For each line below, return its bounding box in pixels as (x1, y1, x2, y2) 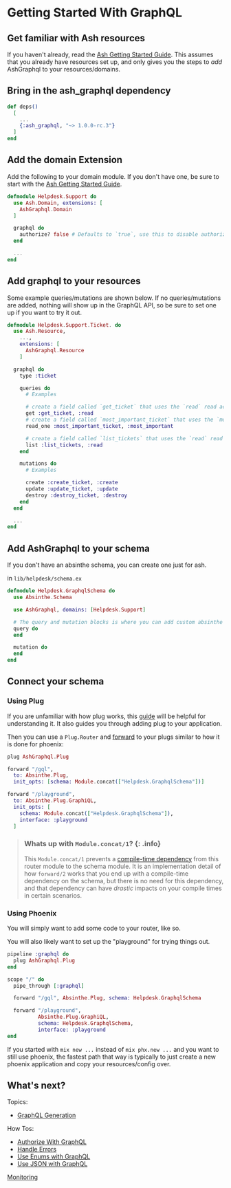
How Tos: (7, 1125, 34, 1133)
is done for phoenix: (7, 739, 64, 748)
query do (13, 625, 38, 632)
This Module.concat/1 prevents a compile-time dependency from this (23, 854, 219, 863)
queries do (19, 385, 51, 391)
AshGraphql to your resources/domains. (7, 65, 120, 73)
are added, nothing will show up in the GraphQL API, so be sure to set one (7, 301, 217, 309)
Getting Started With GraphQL (7, 5, 183, 21)
